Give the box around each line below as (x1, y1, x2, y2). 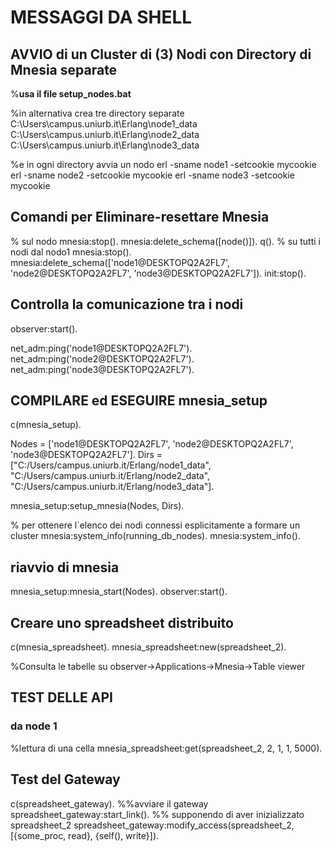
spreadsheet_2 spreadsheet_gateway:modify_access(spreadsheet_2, (10, 819, 295, 831)
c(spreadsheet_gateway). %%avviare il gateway (10, 797, 209, 810)
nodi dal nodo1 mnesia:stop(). (10, 246, 132, 258)
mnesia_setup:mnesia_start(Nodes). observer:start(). (10, 586, 228, 598)
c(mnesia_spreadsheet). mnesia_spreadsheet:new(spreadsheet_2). (10, 641, 287, 653)
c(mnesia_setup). (10, 419, 82, 431)
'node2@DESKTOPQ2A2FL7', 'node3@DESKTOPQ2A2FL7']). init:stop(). (10, 267, 307, 279)
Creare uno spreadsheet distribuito (10, 614, 234, 631)
